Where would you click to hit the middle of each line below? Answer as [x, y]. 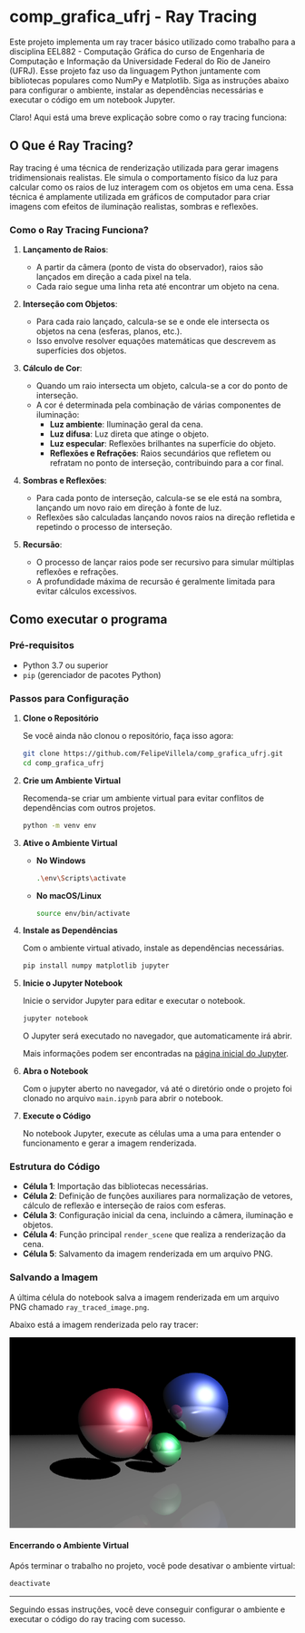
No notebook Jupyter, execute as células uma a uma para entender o [152, 1134]
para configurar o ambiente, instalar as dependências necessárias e [137, 90]
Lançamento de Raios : [65, 250]
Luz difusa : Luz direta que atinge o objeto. [129, 434]
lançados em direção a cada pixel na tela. [114, 277]
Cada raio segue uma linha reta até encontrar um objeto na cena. [157, 287]
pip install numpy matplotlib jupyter [96, 966]
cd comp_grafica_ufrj [63, 763]
